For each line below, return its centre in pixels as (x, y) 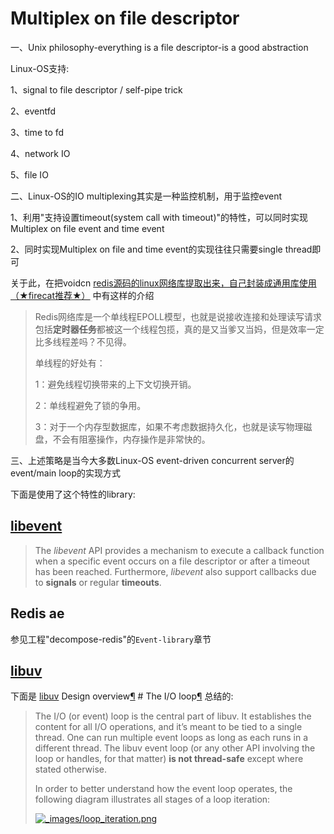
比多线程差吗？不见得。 (83, 341)
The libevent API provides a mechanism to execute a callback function (179, 550)
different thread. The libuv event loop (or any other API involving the (175, 748)
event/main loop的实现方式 (66, 473)
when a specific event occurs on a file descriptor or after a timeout (172, 561)
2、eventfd (33, 111)
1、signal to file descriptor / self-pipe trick (96, 89)
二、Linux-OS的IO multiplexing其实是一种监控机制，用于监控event (146, 196)
